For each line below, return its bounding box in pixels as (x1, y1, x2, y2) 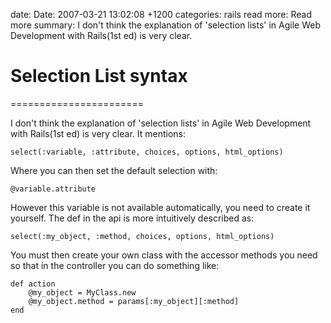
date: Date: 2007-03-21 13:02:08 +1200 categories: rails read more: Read (10, 9, 312, 20)
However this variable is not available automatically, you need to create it (10, 201, 311, 213)
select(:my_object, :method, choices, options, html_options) (10, 231, 275, 241)
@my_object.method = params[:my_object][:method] (28, 296, 240, 306)
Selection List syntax (10, 65, 188, 88)
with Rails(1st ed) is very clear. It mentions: (10, 127, 187, 139)
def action (10, 279, 56, 289)
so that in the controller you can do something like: (10, 259, 220, 271)
